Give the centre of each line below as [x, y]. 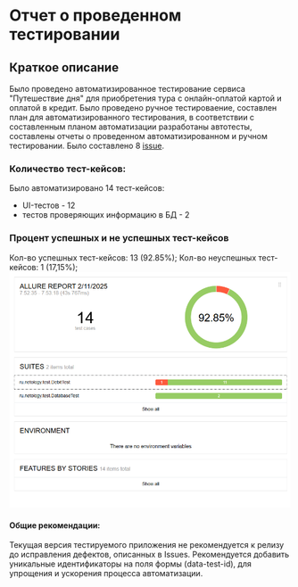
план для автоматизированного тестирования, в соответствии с [132, 117]
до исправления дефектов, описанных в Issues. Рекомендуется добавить [149, 555]
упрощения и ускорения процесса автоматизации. [106, 574]
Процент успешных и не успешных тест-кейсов [119, 238]
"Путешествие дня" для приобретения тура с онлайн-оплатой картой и [145, 98]
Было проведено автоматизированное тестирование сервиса [127, 89]
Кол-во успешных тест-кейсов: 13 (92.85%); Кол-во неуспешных [133, 257]
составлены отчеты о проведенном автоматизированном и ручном [138, 136]
